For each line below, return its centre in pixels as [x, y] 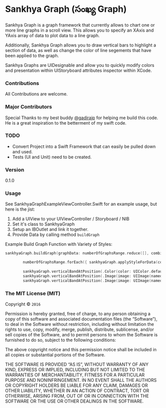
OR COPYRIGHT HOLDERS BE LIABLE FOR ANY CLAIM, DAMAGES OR [77, 385]
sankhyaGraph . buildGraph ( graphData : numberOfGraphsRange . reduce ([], [77, 253]
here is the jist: [20, 209]
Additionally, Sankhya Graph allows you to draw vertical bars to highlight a [81, 45]
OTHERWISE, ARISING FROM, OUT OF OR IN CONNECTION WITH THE [77, 396]
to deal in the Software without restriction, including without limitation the [80, 324]
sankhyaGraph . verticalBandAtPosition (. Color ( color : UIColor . [87, 272]
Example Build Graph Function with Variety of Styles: [59, 244]
